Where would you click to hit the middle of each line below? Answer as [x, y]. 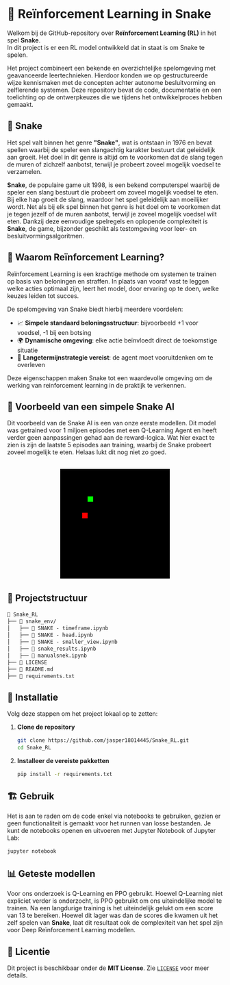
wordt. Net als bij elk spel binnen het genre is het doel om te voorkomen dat [114, 207]
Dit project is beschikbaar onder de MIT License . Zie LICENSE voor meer [108, 968]
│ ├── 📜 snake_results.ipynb [52, 649]
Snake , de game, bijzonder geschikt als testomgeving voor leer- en [102, 228]
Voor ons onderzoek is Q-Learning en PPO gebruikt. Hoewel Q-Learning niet [115, 894]
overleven [31, 364]
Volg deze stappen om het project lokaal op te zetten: [82, 714]
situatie [27, 350]
